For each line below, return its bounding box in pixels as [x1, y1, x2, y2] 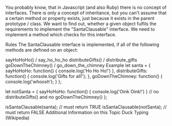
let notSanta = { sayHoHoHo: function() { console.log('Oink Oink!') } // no [5, 89, 159, 94]
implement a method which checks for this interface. [5, 32, 117, 37]
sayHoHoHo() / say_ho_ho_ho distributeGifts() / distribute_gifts [5, 57, 137, 63]
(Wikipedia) [5, 115, 30, 121]
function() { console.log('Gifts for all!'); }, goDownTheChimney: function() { [5, 73, 163, 79]
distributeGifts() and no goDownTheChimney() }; [5, 94, 107, 100]
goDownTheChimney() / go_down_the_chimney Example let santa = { [5, 62, 151, 68]
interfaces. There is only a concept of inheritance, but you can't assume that [5, 10, 167, 16]
